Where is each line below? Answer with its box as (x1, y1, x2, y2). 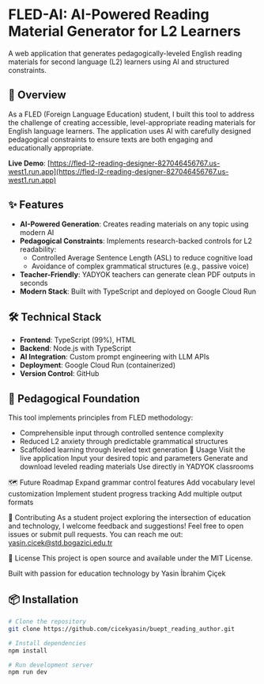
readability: (19, 244, 57, 254)
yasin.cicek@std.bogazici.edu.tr (8, 538, 113, 548)
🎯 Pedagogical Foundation (8, 392, 141, 405)
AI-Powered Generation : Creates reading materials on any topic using (19, 219, 249, 229)
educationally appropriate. (8, 142, 94, 152)
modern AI (19, 227, 55, 237)
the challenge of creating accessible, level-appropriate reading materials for (8, 117, 256, 127)
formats (8, 497, 34, 507)
